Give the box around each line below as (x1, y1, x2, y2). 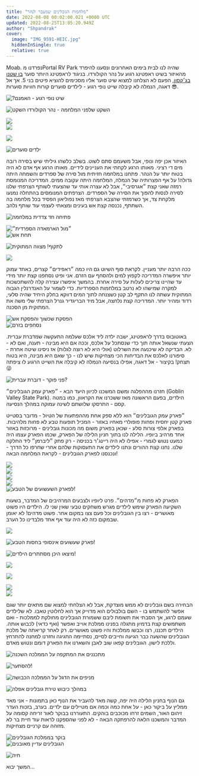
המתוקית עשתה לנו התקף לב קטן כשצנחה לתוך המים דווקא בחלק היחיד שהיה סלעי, (6, 290, 192, 298)
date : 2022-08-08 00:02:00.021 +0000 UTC (6, 14, 110, 20)
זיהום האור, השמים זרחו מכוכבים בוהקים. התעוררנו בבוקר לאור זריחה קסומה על (6, 709, 182, 716)
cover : (6, 31, 23, 37)
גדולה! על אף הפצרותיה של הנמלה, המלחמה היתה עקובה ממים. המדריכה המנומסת (6, 176, 192, 184)
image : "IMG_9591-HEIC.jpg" (11, 36, 81, 42)
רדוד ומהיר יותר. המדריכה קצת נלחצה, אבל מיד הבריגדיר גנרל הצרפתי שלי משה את (6, 297, 192, 304)
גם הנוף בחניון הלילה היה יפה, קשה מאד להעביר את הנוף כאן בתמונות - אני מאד (6, 697, 185, 704)
